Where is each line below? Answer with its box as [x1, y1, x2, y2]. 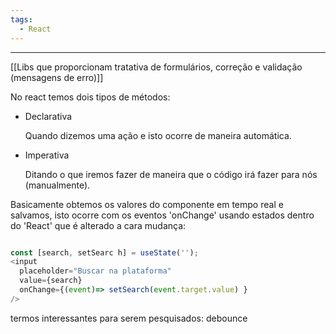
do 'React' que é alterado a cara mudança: [10, 219, 187, 231]
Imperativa [24, 149, 70, 161]
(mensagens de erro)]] [10, 71, 104, 83]
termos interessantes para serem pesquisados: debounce [10, 312, 248, 324]
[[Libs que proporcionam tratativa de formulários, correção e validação [10, 61, 303, 73]
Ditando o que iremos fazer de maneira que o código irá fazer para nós [24, 168, 318, 180]
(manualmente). [24, 179, 91, 191]
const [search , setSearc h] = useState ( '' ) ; [10, 247, 199, 258]
